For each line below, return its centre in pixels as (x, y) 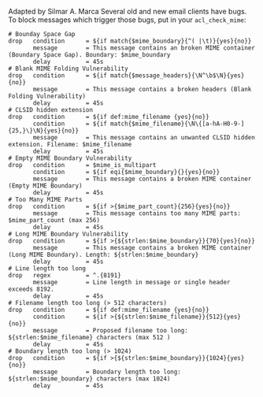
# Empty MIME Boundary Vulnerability (70, 158)
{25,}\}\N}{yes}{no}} (44, 131)
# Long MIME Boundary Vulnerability (68, 234)
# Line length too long (47, 269)
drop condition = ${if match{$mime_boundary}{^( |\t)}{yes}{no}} (130, 41)
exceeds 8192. (31, 289)
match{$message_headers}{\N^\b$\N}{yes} (177, 76)
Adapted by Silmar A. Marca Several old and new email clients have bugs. (128, 11)
